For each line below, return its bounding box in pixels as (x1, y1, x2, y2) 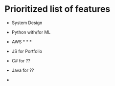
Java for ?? (11, 67, 34, 73)
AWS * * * (11, 38, 32, 45)
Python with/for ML (11, 29, 51, 35)
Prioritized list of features (4, 3, 111, 15)
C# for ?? (11, 57, 30, 63)
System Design (11, 20, 43, 26)
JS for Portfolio (11, 48, 43, 54)
